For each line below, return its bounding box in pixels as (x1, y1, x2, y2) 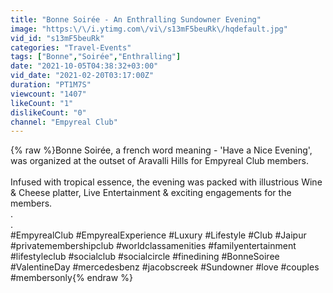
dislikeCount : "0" (10, 107, 87, 118)
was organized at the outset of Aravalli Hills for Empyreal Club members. (10, 155, 309, 167)
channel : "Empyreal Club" (10, 117, 118, 127)
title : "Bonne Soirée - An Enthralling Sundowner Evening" (10, 14, 262, 25)
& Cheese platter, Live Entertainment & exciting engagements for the (10, 187, 292, 199)
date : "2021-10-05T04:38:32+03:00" (10, 61, 159, 71)
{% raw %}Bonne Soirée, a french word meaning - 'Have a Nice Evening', (10, 144, 313, 156)
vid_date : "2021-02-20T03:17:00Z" (10, 71, 155, 81)
